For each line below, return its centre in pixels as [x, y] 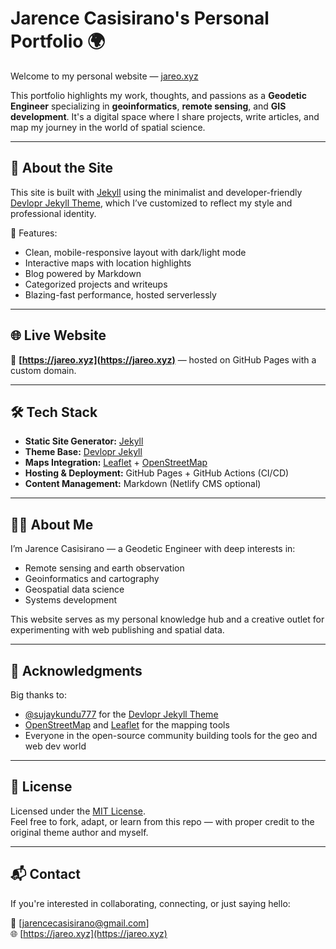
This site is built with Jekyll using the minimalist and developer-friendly [156, 192]
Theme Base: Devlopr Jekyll [83, 452]
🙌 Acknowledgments [76, 670]
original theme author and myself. [79, 832]
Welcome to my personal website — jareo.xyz [104, 76]
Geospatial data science [74, 589]
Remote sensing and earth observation [104, 568]
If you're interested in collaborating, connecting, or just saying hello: [150, 903]
